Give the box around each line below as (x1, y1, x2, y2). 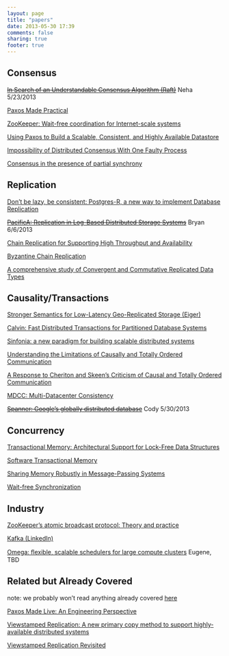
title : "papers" (7, 16, 53, 23)
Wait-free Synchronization (7, 483, 81, 491)
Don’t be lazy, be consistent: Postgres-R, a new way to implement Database (7, 197, 221, 206)
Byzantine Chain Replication (7, 252, 87, 260)
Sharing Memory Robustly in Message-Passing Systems (7, 469, 165, 478)
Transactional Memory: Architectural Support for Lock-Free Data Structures (7, 443, 220, 452)
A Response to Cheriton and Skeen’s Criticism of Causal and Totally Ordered (7, 371, 222, 379)
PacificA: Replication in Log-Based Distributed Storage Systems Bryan (7, 218, 205, 226)
